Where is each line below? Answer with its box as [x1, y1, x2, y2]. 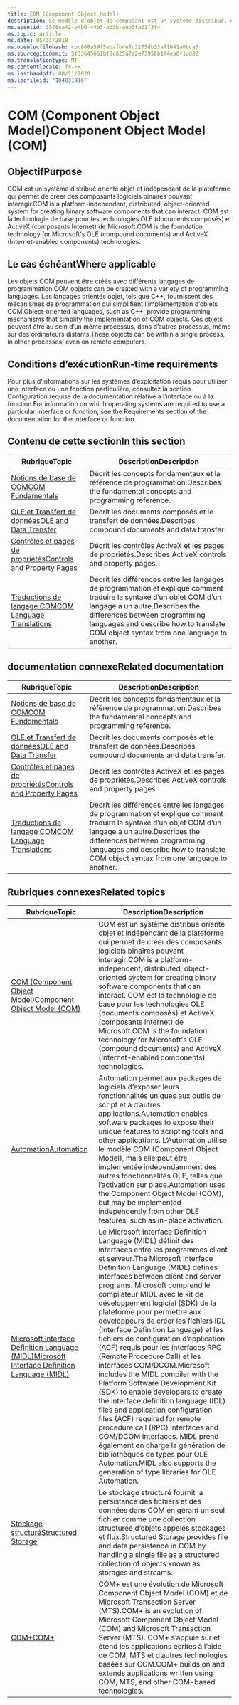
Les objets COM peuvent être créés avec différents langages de [7, 277, 195, 285]
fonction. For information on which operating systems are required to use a [7, 400, 225, 408]
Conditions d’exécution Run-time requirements [7, 358, 218, 370]
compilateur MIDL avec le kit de [98, 1289, 204, 1299]
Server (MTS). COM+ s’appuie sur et [98, 1632, 221, 1642]
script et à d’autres [98, 1100, 161, 1110]
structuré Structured [11, 1528, 77, 1538]
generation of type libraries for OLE [98, 1467, 216, 1477]
